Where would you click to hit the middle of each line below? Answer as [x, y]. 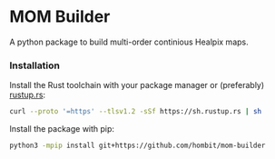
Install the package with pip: [62, 129]
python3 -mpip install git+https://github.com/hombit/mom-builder [137, 146]
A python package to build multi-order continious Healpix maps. [129, 42]
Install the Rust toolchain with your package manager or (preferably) [137, 85]
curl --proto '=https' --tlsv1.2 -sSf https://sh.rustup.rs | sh [135, 112]
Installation [35, 65]
